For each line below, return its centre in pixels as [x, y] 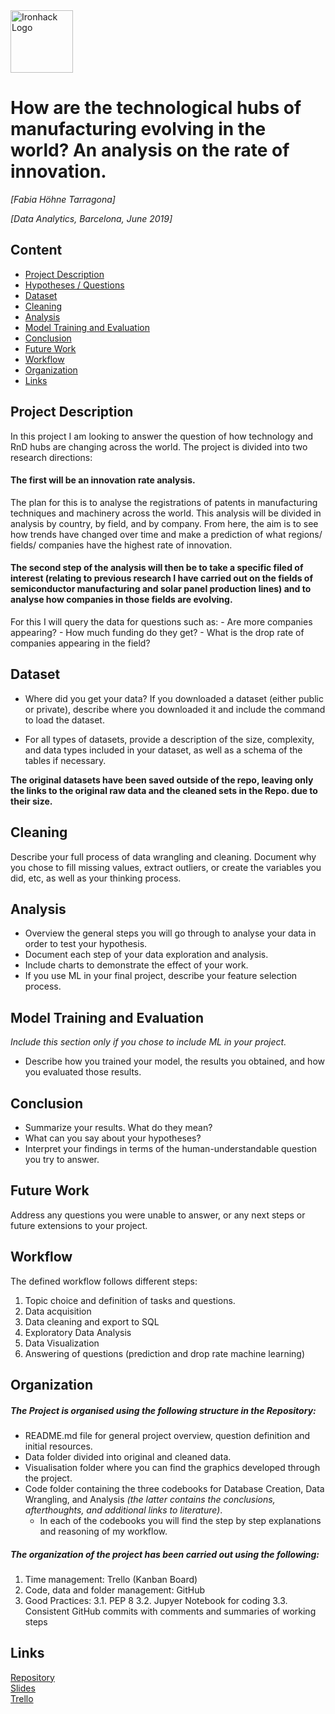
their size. [31, 801]
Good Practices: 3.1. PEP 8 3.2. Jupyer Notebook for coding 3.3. [156, 1600]
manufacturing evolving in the [138, 129]
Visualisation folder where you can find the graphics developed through [172, 1468]
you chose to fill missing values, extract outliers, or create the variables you [166, 867]
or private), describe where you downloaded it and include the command [175, 709]
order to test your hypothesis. [86, 944]
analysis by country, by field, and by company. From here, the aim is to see [164, 523]
